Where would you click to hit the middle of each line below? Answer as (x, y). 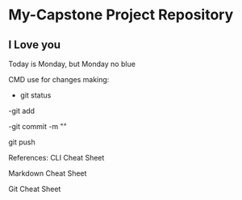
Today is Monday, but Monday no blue (72, 64)
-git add (21, 111)
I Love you (35, 45)
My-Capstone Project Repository (121, 15)
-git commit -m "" (38, 126)
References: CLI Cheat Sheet (56, 158)
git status (35, 95)
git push (22, 142)
